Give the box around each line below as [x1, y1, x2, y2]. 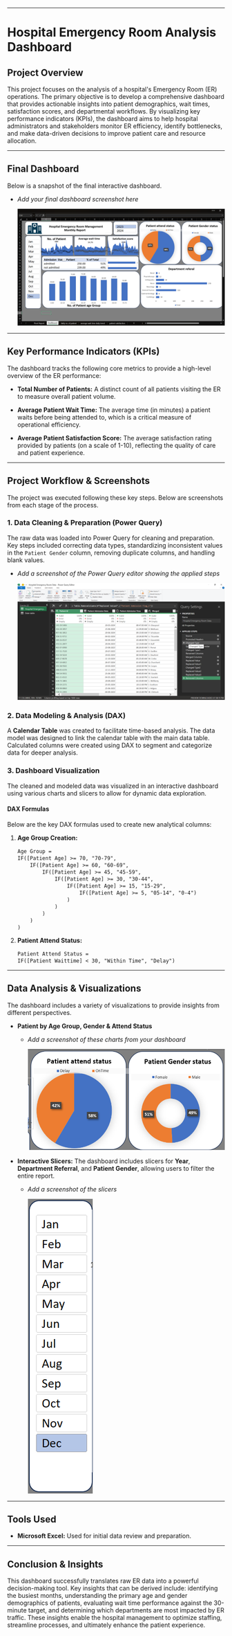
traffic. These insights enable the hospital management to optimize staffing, [7, 1614, 222, 1622]
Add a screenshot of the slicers [27, 1185, 117, 1193]
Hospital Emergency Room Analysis [7, 25, 216, 40]
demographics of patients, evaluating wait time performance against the [7, 1599, 213, 1607]
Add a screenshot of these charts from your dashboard [27, 1035, 186, 1043]
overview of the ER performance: [7, 371, 101, 379]
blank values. [7, 555, 45, 564]
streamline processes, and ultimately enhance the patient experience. [7, 1621, 206, 1629]
